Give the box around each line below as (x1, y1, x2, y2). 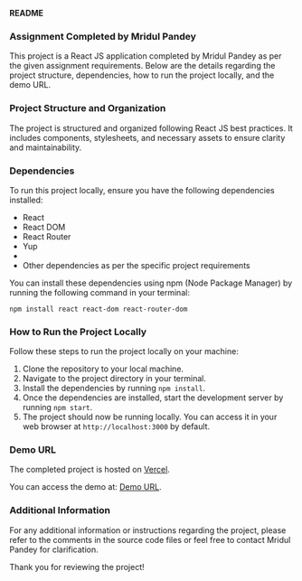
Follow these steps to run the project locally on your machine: (9, 346, 240, 357)
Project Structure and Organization (9, 102, 166, 115)
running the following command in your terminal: (9, 286, 190, 297)
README (9, 8, 43, 18)
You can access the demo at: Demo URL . (9, 482, 162, 492)
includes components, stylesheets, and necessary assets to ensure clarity (9, 132, 286, 143)
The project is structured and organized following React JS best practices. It (9, 122, 294, 134)
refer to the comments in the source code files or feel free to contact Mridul (9, 534, 291, 545)
